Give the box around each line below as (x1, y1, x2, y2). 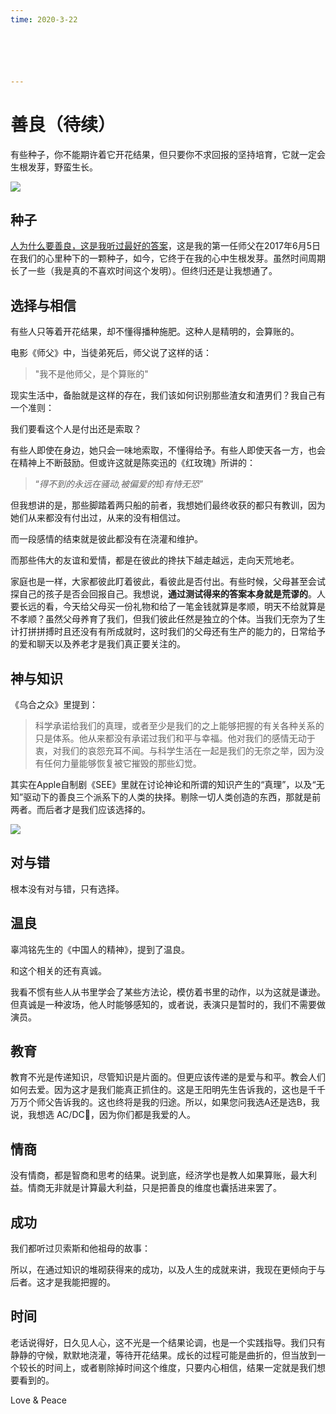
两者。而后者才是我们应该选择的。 (10, 804, 151, 815)
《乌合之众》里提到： (10, 699, 98, 710)
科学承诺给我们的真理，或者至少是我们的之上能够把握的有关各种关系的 (34, 720, 325, 731)
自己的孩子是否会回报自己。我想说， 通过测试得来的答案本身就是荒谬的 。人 (18, 588, 326, 600)
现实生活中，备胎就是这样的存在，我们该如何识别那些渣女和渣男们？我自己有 (10, 389, 326, 401)
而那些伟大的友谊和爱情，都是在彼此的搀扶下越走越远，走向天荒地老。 (10, 554, 300, 566)
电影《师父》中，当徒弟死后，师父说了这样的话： (10, 347, 212, 359)
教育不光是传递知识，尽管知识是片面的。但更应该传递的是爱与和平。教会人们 (10, 1071, 326, 1083)
